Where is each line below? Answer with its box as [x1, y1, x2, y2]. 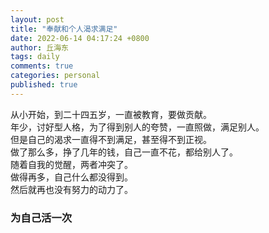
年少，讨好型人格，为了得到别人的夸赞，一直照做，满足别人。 [10, 121, 265, 133]
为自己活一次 [10, 211, 73, 225]
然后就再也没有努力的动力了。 [10, 183, 133, 195]
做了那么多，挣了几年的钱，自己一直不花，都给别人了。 [10, 146, 238, 158]
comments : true [10, 61, 74, 71]
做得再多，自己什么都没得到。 [10, 171, 133, 183]
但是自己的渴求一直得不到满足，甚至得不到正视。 [10, 133, 212, 145]
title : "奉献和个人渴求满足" [10, 24, 118, 34]
